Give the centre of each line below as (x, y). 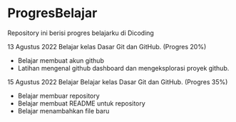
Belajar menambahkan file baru (63, 111)
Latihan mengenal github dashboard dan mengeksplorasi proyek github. (123, 68)
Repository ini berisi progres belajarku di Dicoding (81, 33)
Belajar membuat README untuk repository (82, 103)
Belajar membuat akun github (61, 60)
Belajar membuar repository (58, 96)
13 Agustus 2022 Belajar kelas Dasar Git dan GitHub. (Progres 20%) (107, 46)
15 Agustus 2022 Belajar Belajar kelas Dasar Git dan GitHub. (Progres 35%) (118, 82)
